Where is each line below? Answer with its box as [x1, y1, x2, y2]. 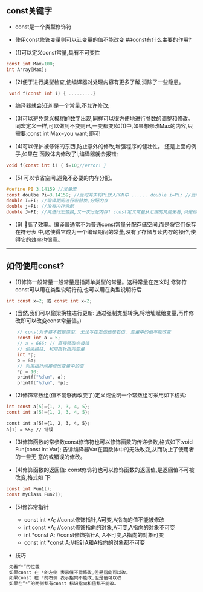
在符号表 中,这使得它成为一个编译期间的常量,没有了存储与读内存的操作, [14, 228, 191, 235]
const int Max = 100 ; [6, 61, 56, 67]
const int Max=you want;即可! [27, 130, 101, 138]
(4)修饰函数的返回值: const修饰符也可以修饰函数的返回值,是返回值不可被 [14, 466, 195, 473]
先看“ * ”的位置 [8, 564, 40, 570]
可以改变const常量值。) [25, 317, 82, 324]
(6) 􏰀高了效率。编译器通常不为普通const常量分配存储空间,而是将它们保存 [14, 221, 196, 228]
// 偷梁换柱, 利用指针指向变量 [17, 346, 85, 352]
